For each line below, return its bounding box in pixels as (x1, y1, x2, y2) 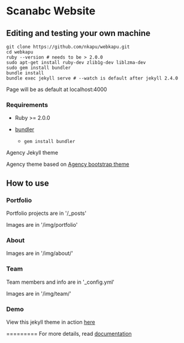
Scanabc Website (6, 4, 96, 18)
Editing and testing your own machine (6, 28, 151, 38)
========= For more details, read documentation (6, 330, 132, 337)
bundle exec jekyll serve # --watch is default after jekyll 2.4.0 (6, 75, 179, 81)
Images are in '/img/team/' (6, 290, 72, 297)
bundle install (6, 70, 44, 76)
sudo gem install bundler (6, 65, 71, 71)
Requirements (6, 101, 49, 109)
